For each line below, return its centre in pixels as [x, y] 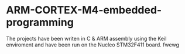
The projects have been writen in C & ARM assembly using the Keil [86, 38]
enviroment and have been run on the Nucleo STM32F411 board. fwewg [93, 45]
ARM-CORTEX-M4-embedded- [84, 10]
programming [40, 22]
